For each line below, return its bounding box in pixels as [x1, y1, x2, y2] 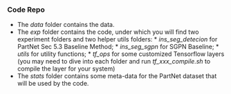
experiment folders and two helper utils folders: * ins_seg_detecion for [17, 35, 218, 44]
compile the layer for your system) [17, 64, 115, 73]
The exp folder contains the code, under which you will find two [17, 28, 199, 36]
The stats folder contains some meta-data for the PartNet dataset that [17, 72, 217, 80]
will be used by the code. [17, 79, 89, 88]
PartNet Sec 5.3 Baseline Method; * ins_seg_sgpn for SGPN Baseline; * [17, 43, 219, 51]
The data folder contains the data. [17, 21, 115, 29]
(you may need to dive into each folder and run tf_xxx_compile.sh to [17, 57, 211, 66]
